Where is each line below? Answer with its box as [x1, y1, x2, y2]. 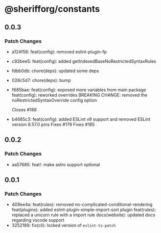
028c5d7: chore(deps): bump [11, 77, 71, 83]
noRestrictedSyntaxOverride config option [11, 97, 97, 103]
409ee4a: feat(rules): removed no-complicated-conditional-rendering [11, 202, 153, 207]
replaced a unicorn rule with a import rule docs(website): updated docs [11, 212, 155, 218]
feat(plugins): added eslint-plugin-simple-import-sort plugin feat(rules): [11, 207, 156, 213]
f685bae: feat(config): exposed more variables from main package [11, 87, 146, 93]
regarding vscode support [11, 217, 65, 223]
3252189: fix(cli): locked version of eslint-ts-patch [11, 222, 116, 229]
